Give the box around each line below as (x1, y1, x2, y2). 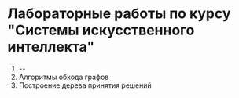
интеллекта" (7, 38, 95, 56)
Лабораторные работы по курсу (7, 5, 231, 23)
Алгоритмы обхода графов (18, 72, 109, 82)
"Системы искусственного (7, 21, 195, 39)
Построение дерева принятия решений (18, 80, 153, 90)
